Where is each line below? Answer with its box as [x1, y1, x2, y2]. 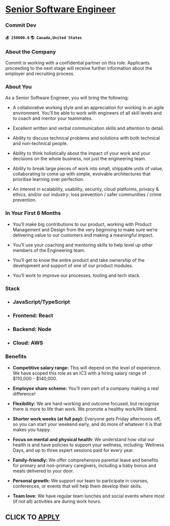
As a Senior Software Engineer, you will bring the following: [5, 95, 129, 101]
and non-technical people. [12, 141, 68, 147]
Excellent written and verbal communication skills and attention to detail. [12, 125, 164, 131]
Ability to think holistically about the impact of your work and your [12, 150, 151, 156]
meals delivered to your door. [12, 468, 74, 474]
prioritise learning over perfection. [12, 176, 85, 182]
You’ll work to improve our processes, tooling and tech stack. [12, 272, 141, 278]
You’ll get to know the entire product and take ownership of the [12, 257, 145, 263]
